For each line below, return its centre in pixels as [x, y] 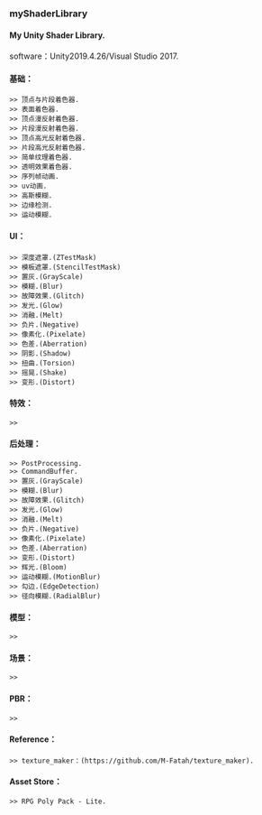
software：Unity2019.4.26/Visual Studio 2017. [94, 56]
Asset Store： [36, 782]
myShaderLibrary [49, 14]
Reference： [33, 739]
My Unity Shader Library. [57, 35]
